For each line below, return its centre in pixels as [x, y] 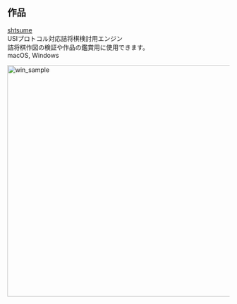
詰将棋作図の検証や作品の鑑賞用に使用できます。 [78, 47]
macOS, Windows [33, 55]
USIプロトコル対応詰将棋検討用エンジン [65, 38]
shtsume [20, 30]
